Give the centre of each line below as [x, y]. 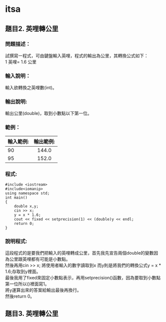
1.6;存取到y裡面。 [23, 271]
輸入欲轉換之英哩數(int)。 [31, 88]
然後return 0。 [20, 296]
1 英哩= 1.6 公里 [21, 62]
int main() [16, 198]
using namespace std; [28, 193]
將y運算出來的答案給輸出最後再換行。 [43, 290]
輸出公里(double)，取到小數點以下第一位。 [49, 113]
